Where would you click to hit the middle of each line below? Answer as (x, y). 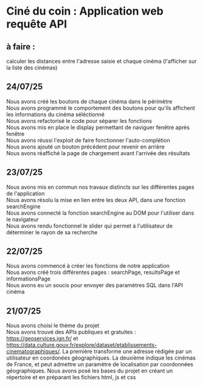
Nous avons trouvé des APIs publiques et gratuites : (71, 332)
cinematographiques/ (33, 352)
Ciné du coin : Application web (85, 11)
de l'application (26, 193)
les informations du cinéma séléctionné (56, 114)
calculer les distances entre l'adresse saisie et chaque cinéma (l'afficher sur (101, 61)
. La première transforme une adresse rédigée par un (126, 352)
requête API (37, 24)
